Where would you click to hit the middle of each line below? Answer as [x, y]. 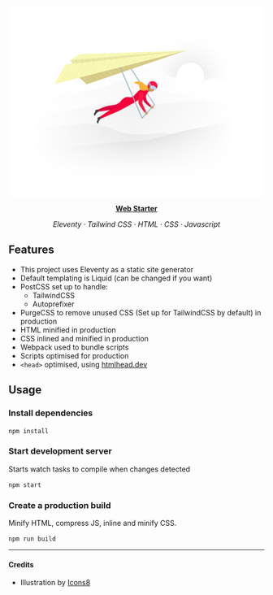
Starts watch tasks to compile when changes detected [100, 469]
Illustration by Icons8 [55, 583]
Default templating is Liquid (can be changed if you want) [116, 278]
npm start [25, 485]
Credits [21, 564]
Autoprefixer [53, 304]
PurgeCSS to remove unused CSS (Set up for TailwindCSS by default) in [141, 312]
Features [31, 250]
